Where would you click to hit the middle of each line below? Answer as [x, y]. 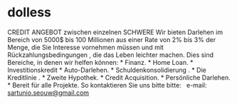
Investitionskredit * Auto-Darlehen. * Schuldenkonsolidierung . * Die [107, 70]
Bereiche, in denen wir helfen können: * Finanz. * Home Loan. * [100, 62]
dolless [30, 12]
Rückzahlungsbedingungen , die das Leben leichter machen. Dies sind [111, 55]
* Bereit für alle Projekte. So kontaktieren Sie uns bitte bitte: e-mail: [107, 85]
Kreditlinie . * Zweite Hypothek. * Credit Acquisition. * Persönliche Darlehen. [119, 77]
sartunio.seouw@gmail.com [48, 93]
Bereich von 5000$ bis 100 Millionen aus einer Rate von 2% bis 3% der [111, 39]
